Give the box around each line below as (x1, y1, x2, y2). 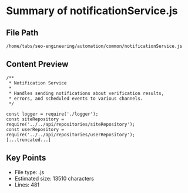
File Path (6, 28, 39, 38)
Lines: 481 (14, 181, 40, 188)
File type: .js (14, 168, 45, 175)
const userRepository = (6, 126, 65, 132)
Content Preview (6, 59, 69, 69)
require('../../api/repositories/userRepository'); (6, 132, 135, 138)
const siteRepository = (6, 116, 65, 122)
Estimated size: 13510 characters (14, 175, 94, 182)
